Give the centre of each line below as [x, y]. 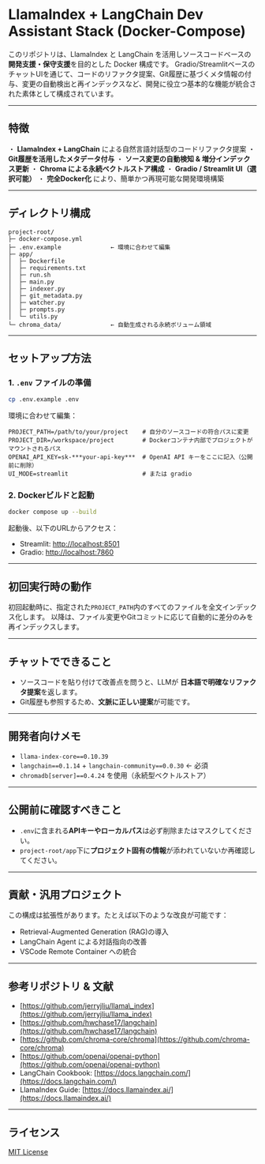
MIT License [28, 1151]
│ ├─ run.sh [30, 275]
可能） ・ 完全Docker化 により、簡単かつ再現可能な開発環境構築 [119, 178]
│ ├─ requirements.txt [47, 268]
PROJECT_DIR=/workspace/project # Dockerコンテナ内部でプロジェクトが [131, 441]
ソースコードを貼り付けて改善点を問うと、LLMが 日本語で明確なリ [127, 682]
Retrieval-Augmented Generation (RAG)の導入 [94, 932]
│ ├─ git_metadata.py [45, 295]
